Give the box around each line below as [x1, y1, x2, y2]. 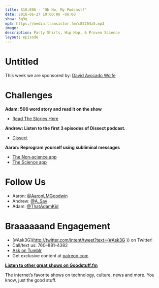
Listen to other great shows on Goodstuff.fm [5, 262, 98, 268]
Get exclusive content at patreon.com [12, 252, 89, 258]
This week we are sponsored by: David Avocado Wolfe [5, 72, 116, 78]
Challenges [5, 90, 53, 101]
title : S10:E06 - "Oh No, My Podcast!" [5, 7, 87, 12]
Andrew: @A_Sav [12, 198, 48, 204]
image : [5, 26, 19, 31]
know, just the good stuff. [5, 277, 57, 283]
